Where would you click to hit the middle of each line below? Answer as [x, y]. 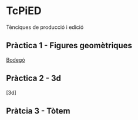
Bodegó [16, 59]
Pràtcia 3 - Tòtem [38, 111]
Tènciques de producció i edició [45, 27]
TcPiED [24, 11]
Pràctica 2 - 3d [34, 79]
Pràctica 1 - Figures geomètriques [69, 46]
